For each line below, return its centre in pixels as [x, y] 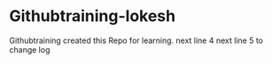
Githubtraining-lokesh [92, 16]
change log [30, 49]
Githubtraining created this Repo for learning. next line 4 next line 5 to [136, 40]
